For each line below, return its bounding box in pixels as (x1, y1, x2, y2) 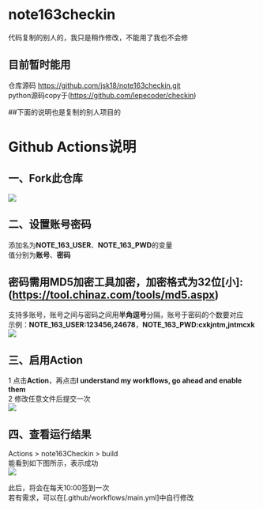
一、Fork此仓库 (8, 172, 83, 185)
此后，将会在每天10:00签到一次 (8, 483, 110, 492)
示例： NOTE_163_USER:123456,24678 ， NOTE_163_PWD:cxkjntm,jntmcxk (8, 320, 255, 330)
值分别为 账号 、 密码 (8, 250, 71, 259)
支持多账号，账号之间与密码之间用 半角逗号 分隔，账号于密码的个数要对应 (8, 310, 243, 319)
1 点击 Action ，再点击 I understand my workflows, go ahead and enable (8, 376, 242, 385)
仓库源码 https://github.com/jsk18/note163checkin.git (8, 81, 181, 90)
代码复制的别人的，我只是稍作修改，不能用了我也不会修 (8, 32, 188, 42)
